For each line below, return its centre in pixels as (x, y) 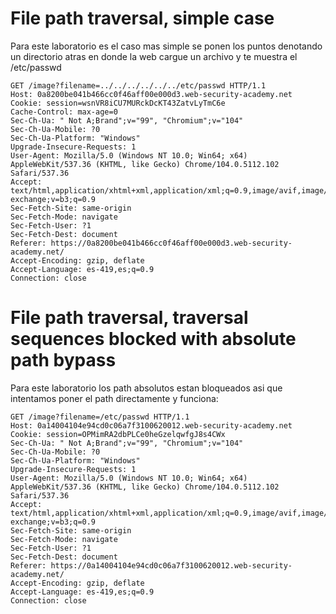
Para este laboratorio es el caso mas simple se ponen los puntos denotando (166, 46)
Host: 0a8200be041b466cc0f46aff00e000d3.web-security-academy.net (151, 94)
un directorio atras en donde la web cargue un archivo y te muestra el (154, 56)
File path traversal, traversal (129, 318)
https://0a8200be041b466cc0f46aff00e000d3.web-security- (171, 243)
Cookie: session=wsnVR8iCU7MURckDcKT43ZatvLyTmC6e (118, 103)
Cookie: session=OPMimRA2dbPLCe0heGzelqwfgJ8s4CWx (118, 434)
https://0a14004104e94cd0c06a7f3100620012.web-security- (171, 565)
